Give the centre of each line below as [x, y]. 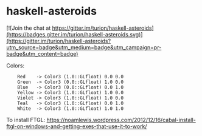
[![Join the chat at [29, 28]
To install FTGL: [26, 120]
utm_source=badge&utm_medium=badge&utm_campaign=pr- [84, 47]
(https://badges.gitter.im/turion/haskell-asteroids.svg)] [75, 34]
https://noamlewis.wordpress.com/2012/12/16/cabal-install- [121, 120]
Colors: [16, 66]
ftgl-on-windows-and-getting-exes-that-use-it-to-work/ [77, 126]
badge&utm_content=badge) [42, 53]
